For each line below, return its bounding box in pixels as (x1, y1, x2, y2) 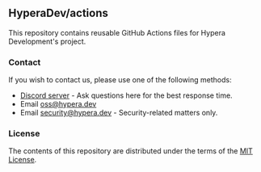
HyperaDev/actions (8, 6, 109, 20)
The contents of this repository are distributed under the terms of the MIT (8, 146, 253, 156)
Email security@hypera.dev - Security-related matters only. (19, 108, 218, 118)
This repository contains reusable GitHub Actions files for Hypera (8, 27, 226, 37)
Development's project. (8, 36, 86, 46)
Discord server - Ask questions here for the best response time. (19, 90, 233, 100)
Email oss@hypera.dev (19, 99, 97, 109)
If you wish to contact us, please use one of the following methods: (8, 75, 232, 85)
